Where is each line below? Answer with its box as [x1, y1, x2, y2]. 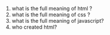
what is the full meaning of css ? [11, 11, 91, 18]
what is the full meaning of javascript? [11, 17, 104, 24]
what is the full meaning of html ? [11, 5, 92, 12]
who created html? [11, 23, 57, 30]
